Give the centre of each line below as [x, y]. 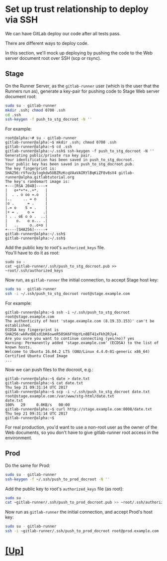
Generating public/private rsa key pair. [49, 155]
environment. [19, 438]
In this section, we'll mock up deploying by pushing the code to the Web [79, 53]
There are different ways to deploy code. [47, 43]
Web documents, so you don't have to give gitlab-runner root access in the [82, 432]
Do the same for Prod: [28, 465]
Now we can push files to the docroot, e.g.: [49, 369]
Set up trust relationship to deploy [77, 9]
